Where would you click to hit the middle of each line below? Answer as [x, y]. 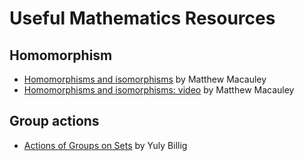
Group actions [54, 121]
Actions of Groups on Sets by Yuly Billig [105, 145]
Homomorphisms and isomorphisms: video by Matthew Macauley [159, 90]
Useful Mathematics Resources [142, 18]
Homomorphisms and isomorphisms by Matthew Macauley [145, 79]
